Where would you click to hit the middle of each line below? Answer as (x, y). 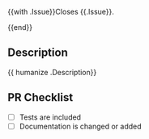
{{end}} (20, 27)
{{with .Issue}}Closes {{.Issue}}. (61, 12)
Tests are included (50, 117)
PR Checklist (40, 97)
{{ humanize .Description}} (52, 72)
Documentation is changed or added (81, 126)
